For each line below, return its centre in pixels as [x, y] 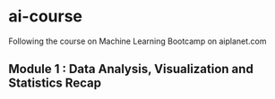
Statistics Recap [55, 83]
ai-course [45, 16]
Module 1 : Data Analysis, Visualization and [131, 69]
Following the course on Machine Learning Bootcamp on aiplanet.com [137, 41]
